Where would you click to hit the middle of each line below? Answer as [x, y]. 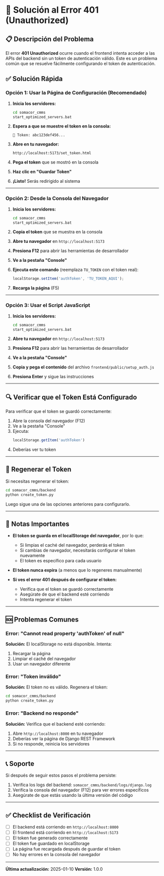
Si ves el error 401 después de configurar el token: [64, 580]
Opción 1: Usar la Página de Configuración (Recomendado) [76, 93]
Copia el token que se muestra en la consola [57, 232]
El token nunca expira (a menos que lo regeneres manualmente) [77, 570]
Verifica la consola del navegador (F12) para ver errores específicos [81, 790]
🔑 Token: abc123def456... [39, 135]
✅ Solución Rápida [34, 79]
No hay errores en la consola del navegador [56, 855]
